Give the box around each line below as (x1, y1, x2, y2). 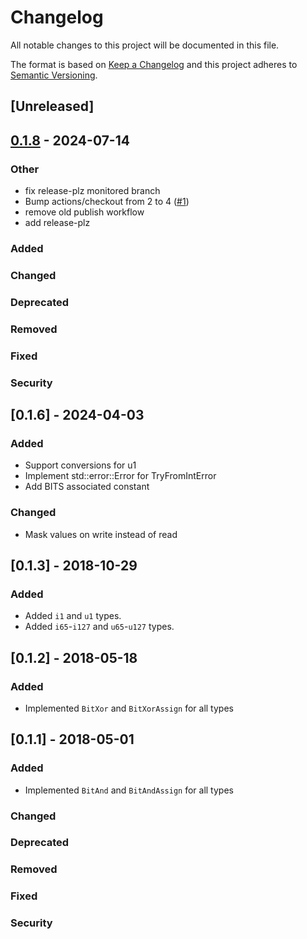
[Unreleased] (10, 98, 95, 115)
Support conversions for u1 (24, 459, 137, 471)
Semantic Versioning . (10, 69, 98, 81)
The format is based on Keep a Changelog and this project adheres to (10, 58, 298, 70)
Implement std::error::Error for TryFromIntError (24, 470, 217, 482)
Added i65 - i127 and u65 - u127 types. (24, 621, 175, 633)
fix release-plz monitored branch (24, 185, 161, 197)
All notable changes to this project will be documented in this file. (10, 39, 280, 51)
